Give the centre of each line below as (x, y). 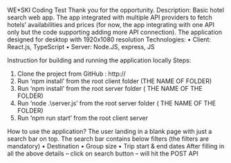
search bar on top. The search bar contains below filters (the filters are (108, 139)
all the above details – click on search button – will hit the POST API (103, 153)
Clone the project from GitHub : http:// (71, 74)
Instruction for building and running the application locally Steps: (99, 60)
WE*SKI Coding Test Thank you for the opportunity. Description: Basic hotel (116, 10)
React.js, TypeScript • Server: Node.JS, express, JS (81, 47)
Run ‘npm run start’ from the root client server (83, 118)
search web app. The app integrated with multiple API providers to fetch (110, 17)
